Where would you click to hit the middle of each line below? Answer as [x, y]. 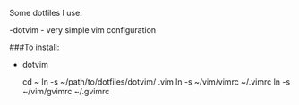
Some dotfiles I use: [46, 13]
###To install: [34, 47]
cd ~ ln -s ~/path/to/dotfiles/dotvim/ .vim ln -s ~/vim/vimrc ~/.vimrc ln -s [156, 82]
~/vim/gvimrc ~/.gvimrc [66, 91]
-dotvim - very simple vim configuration [83, 30]
